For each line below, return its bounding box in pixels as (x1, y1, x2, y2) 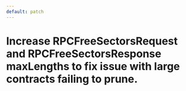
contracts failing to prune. (6, 72, 138, 86)
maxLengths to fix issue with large (6, 59, 180, 73)
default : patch (6, 8, 44, 15)
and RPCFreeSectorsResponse (6, 47, 162, 60)
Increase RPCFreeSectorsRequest (6, 34, 178, 48)
